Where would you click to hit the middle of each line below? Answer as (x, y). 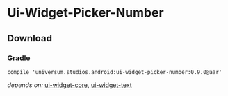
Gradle (19, 58)
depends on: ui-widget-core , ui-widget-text (70, 85)
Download (30, 38)
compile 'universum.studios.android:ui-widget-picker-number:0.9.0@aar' (115, 72)
